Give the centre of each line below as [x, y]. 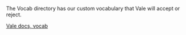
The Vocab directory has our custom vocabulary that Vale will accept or [93, 8]
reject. [14, 15]
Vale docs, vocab [27, 26]
